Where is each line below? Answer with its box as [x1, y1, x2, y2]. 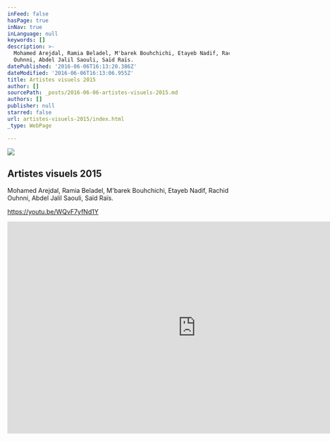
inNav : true [7, 23, 42, 30]
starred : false [7, 109, 52, 116]
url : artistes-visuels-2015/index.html [7, 115, 125, 122]
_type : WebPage [7, 122, 52, 129]
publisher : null [7, 102, 55, 110]
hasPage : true [7, 17, 49, 24]
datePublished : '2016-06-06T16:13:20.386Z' [7, 63, 137, 70]
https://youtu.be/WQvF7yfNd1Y [7, 208, 99, 216]
